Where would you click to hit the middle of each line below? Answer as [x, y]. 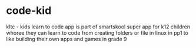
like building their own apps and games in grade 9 [67, 39]
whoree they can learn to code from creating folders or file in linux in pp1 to [97, 32]
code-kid [29, 11]
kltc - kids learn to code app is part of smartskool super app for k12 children [98, 27]
